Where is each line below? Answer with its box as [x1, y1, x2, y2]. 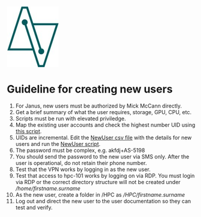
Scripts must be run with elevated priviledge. [15, 115, 126, 122]
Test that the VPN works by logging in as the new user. [15, 166, 151, 173]
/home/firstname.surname [15, 185, 81, 192]
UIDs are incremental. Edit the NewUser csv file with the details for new [15, 134, 192, 141]
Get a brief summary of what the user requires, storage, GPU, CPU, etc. [15, 108, 192, 115]
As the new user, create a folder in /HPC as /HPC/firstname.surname [15, 191, 185, 198]
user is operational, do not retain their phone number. [15, 159, 147, 166]
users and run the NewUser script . [15, 140, 101, 147]
